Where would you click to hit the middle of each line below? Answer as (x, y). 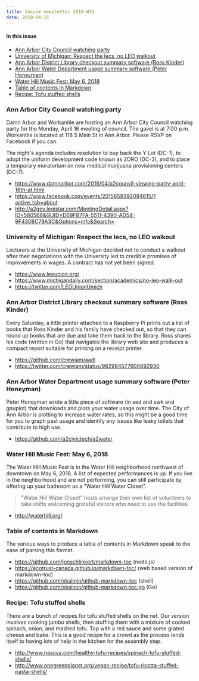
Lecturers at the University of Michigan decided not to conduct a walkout (96, 250)
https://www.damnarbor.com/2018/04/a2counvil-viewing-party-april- (100, 183)
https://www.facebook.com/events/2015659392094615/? (85, 196)
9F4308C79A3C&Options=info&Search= (65, 222)
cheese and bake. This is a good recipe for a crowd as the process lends (95, 634)
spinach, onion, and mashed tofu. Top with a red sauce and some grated (95, 628)
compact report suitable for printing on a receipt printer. (75, 348)
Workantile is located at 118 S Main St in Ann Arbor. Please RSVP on (89, 135)
